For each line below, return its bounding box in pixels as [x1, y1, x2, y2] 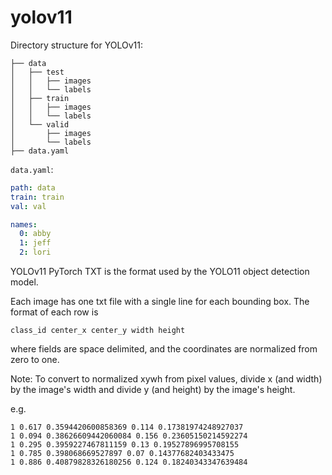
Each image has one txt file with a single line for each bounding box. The [10, 296, 310, 308]
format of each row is [10, 306, 99, 318]
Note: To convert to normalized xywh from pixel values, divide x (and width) [10, 373, 323, 385]
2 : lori [19, 247, 52, 258]
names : [10, 219, 38, 230]
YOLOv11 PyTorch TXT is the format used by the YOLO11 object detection [10, 266, 310, 278]
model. [10, 276, 39, 288]
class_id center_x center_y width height [10, 326, 186, 336]
